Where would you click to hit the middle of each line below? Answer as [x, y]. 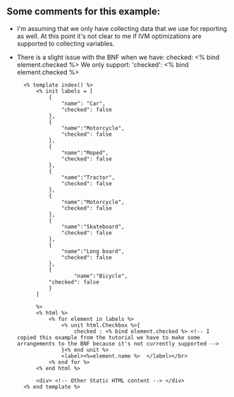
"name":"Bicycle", [101, 276]
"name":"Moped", [85, 153]
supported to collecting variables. [66, 43]
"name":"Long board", [93, 251]
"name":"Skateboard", [93, 227]
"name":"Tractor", [88, 177]
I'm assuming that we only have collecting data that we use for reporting [122, 28]
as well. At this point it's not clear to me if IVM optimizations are [109, 36]
